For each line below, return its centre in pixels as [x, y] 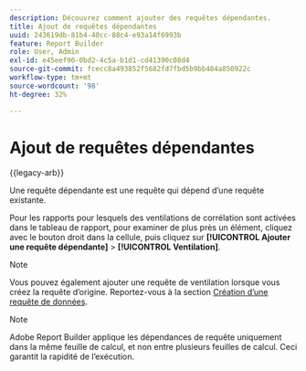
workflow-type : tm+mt [51, 78]
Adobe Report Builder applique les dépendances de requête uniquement [146, 337]
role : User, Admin [44, 52]
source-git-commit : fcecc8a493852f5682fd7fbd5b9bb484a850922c [130, 69]
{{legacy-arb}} [37, 173]
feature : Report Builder [57, 43]
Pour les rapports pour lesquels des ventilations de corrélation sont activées [153, 218]
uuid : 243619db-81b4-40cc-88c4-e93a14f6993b [95, 35]
